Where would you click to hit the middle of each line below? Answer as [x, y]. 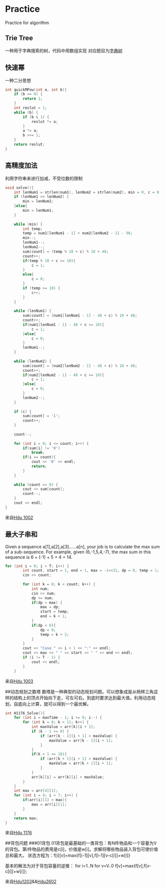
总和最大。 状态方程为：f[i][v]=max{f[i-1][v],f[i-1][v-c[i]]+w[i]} [68, 856]
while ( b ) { [26, 112]
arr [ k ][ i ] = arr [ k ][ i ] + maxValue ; [68, 777]
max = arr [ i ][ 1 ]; [49, 804]
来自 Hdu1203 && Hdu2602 [31, 882]
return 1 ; [33, 99]
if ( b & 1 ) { [36, 117]
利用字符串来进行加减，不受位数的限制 [44, 178]
